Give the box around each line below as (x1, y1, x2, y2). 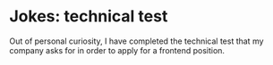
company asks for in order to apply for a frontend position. (9, 45, 226, 55)
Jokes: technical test (9, 6, 168, 27)
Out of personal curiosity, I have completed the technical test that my (9, 36, 264, 46)
